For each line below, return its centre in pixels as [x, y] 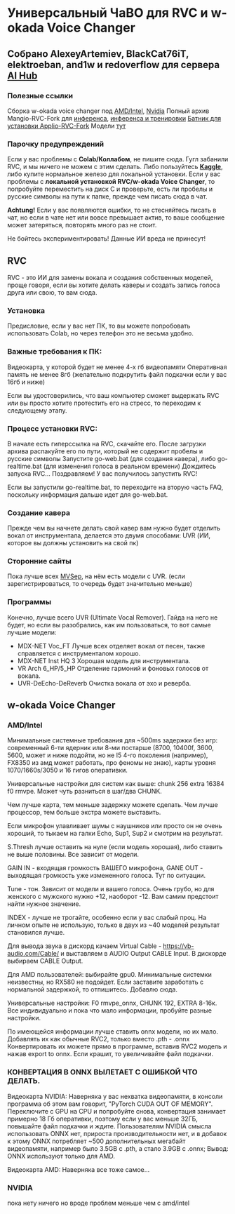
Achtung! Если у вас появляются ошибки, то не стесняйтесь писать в [112, 210]
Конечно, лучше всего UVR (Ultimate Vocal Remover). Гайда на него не [113, 617]
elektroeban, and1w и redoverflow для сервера [113, 65]
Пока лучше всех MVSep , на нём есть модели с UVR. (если [96, 576]
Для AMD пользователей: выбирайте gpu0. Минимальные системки [109, 975]
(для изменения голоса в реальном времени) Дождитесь [130, 466]
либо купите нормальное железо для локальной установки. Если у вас [114, 174]
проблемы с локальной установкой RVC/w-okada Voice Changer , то [111, 182]
